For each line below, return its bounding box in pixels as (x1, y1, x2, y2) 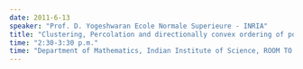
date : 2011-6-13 (9, 13, 70, 22)
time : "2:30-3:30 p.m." (9, 38, 99, 47)
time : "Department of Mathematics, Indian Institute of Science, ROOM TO (9, 47, 293, 56)
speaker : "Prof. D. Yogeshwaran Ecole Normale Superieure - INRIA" (9, 22, 269, 30)
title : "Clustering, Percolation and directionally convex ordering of (9, 30, 284, 39)
